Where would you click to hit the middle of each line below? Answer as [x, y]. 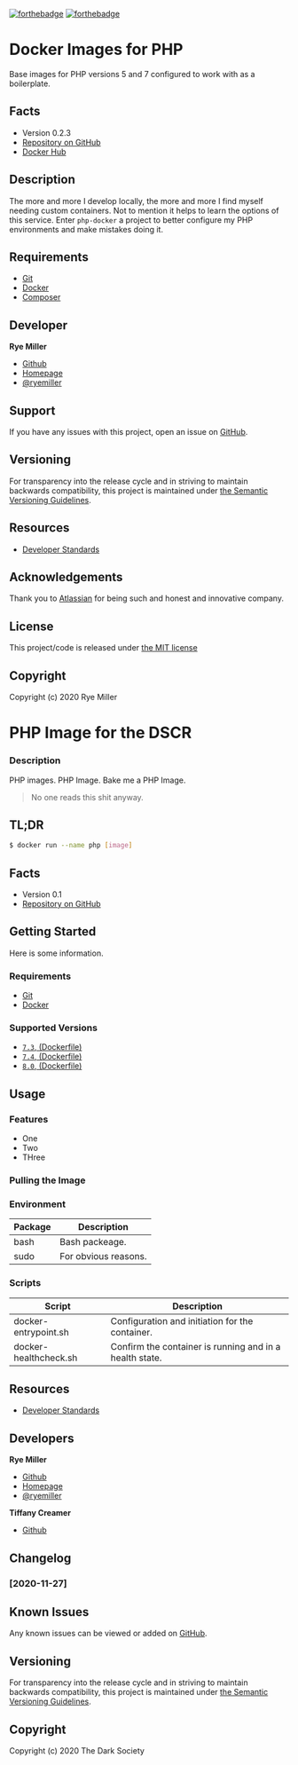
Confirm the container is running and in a [196, 1346]
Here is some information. [56, 953]
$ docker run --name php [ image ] [71, 846]
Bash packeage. [93, 1242]
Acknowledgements [66, 577]
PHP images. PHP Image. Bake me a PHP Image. [98, 780]
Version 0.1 [42, 894]
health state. [136, 1358]
